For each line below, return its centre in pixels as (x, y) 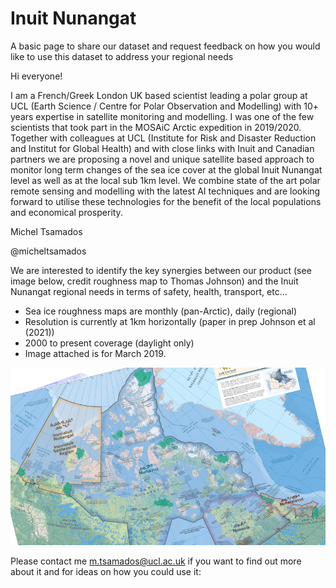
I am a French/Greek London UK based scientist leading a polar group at (159, 95)
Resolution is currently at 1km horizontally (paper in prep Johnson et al (170, 321)
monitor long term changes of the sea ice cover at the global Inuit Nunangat (166, 169)
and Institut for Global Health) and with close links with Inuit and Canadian (162, 148)
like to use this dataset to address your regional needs (122, 56)
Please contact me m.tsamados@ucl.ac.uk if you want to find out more (156, 561)
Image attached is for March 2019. (95, 353)
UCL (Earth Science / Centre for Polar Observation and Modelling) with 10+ (165, 106)
